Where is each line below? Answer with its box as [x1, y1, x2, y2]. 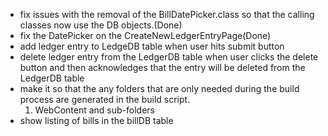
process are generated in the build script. [19, 94, 191, 105]
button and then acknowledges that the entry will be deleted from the [19, 62, 306, 73]
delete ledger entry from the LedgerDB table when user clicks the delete [19, 51, 319, 63]
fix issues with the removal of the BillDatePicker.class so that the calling [19, 9, 315, 20]
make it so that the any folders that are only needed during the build [19, 83, 300, 94]
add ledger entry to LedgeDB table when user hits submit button [19, 40, 285, 52]
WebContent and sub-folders [34, 104, 155, 116]
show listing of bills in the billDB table [19, 115, 174, 126]
